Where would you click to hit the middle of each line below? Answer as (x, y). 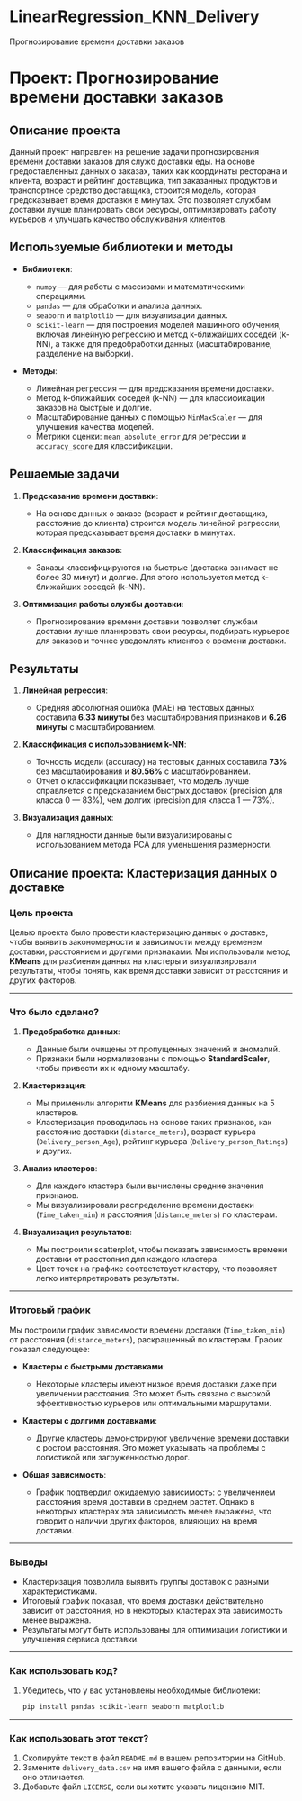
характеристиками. (60, 1591)
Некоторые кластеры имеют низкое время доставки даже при (156, 1384)
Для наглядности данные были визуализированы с (134, 835)
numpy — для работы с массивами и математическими (140, 287)
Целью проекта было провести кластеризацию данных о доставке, (138, 932)
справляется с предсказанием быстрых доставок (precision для (159, 791)
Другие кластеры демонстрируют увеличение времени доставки (162, 1438)
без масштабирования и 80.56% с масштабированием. (143, 771)
